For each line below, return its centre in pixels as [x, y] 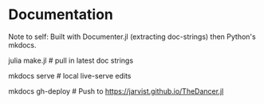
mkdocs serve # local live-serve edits [70, 75]
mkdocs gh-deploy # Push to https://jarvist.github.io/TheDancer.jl [116, 91]
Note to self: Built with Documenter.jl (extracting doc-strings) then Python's [132, 37]
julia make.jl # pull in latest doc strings [71, 60]
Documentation [61, 15]
